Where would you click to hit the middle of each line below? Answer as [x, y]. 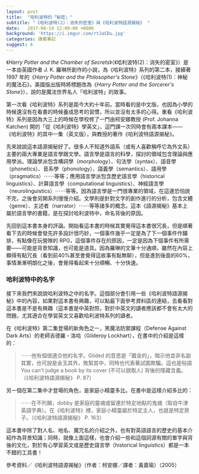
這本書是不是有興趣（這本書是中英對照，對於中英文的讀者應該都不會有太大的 [99, 308]
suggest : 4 [20, 45]
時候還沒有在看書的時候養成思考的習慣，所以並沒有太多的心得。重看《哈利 [97, 112]
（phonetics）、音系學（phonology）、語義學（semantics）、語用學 [86, 169]
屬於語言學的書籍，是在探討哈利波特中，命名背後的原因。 [76, 213]
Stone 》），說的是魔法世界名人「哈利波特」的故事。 [68, 92]
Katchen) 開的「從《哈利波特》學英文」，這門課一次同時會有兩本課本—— [94, 126]
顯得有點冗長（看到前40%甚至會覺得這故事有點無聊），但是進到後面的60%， [99, 255]
